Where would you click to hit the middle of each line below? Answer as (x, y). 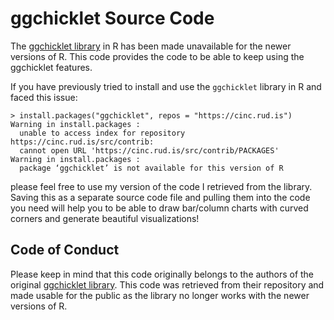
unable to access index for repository (102, 133)
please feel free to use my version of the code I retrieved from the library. (161, 186)
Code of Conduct (65, 250)
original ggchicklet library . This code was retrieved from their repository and (167, 284)
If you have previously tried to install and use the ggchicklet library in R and (166, 86)
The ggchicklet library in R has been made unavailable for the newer (151, 46)
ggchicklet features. (51, 67)
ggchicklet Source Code (112, 18)
